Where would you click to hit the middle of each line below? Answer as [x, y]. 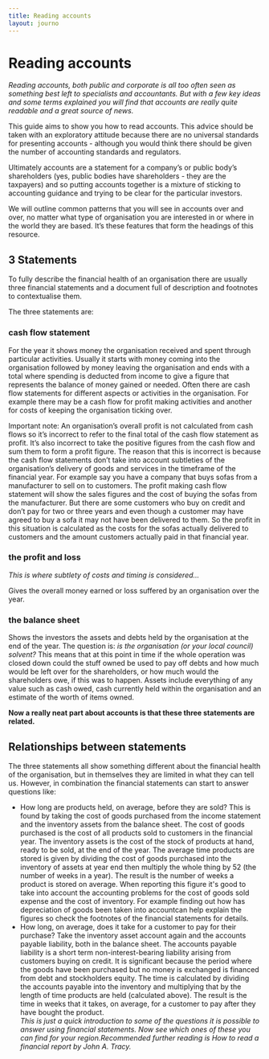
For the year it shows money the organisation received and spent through [130, 350]
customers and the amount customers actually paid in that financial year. [128, 536]
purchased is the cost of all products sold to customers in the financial [136, 832]
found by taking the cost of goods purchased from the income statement [140, 815]
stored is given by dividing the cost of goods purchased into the [126, 858]
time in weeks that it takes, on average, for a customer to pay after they [138, 1004]
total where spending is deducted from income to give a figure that [119, 376]
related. [22, 721]
